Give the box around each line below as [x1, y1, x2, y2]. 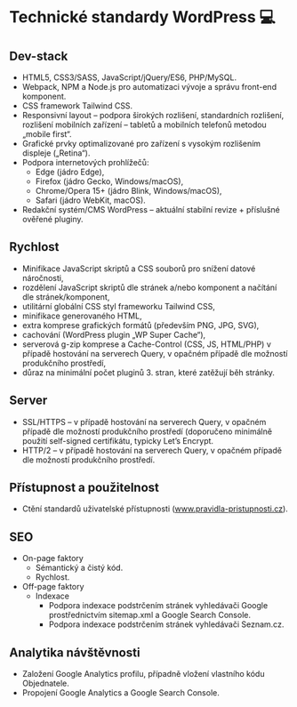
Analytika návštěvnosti [9, 645, 140, 660]
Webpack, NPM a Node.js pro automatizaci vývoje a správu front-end [21, 82, 277, 92]
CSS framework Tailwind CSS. [21, 100, 133, 111]
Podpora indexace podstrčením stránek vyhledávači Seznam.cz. [48, 619, 285, 630]
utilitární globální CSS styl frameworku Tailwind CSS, [21, 301, 215, 311]
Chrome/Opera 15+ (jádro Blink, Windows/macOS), [35, 186, 222, 196]
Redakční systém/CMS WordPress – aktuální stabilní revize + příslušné [21, 205, 280, 214]
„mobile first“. [21, 129, 73, 139]
